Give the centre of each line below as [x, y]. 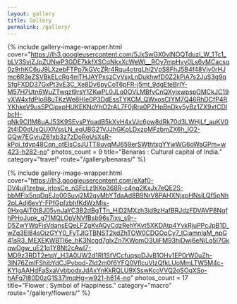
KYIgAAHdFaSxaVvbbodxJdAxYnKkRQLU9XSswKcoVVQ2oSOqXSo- [108, 270]
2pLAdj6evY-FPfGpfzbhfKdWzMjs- [58, 203]
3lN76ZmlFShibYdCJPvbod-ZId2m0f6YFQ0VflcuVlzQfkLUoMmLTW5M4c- [115, 263]
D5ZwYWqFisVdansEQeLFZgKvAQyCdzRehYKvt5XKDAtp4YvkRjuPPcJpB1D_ [118, 226]
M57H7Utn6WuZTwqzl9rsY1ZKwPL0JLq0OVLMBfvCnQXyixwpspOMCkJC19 [118, 92]
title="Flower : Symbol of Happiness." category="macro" [90, 286]
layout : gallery [31, 14]
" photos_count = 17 [159, 278]
